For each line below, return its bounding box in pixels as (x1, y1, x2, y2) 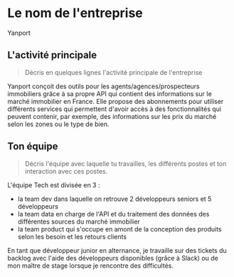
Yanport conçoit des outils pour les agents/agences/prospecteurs (7, 82, 201, 90)
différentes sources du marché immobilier (17, 217, 141, 226)
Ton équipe (7, 140, 58, 152)
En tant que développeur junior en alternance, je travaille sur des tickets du (7, 246, 228, 254)
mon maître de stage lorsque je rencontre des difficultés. (7, 261, 174, 270)
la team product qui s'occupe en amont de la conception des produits (17, 224, 222, 233)
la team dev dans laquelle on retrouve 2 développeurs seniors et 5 (17, 194, 212, 203)
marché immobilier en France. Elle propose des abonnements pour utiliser (7, 97, 224, 105)
